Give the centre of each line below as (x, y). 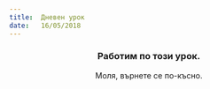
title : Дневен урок (47, 17)
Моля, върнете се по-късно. (149, 75)
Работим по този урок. (149, 56)
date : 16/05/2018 (45, 26)
